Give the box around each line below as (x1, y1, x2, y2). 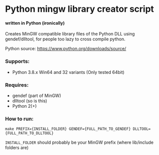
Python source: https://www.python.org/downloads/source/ (5, 46, 127, 52)
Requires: (5, 81, 29, 88)
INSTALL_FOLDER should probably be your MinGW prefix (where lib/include (5, 139, 154, 146)
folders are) (5, 145, 29, 151)
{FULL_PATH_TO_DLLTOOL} (5, 131, 54, 136)
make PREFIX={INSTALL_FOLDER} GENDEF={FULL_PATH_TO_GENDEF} (5, 126, 131, 131)
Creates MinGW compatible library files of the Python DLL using (5, 31, 135, 37)
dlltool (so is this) (12, 97, 48, 104)
